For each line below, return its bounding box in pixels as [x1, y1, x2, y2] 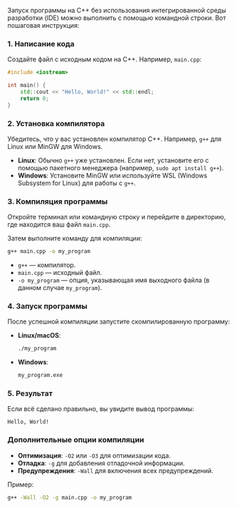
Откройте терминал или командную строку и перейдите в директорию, [7, 213, 226, 222]
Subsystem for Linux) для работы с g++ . [17, 178, 136, 187]
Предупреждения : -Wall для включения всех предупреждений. [17, 466, 214, 475]
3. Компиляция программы [7, 196, 108, 206]
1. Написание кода [7, 38, 75, 48]
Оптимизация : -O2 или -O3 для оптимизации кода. [17, 451, 171, 460]
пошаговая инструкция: [7, 21, 80, 29]
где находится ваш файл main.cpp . [7, 220, 111, 229]
